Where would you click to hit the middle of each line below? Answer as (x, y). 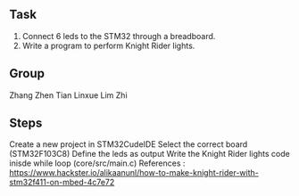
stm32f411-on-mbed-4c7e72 (62, 183)
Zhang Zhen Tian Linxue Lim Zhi (68, 95)
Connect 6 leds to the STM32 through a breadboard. (119, 36)
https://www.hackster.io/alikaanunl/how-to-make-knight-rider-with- (134, 173)
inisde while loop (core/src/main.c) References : (97, 163)
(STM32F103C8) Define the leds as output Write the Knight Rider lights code (149, 154)
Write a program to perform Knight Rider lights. (108, 45)
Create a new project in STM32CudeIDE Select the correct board (129, 144)
